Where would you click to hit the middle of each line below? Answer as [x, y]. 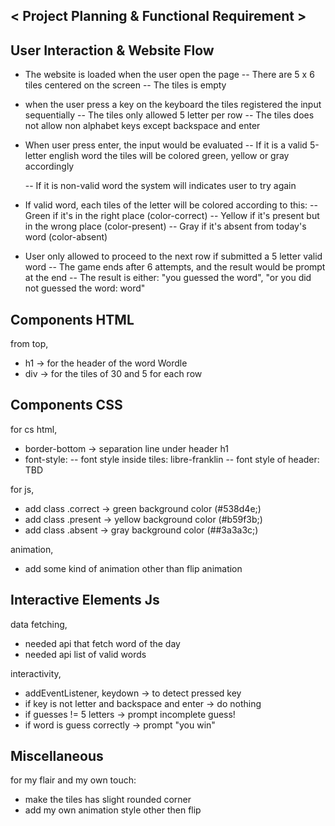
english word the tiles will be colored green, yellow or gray [169, 156]
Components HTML [72, 319]
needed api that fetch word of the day [102, 643]
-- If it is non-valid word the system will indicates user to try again [160, 186]
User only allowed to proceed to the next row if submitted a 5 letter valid [173, 256]
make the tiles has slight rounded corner [108, 800]
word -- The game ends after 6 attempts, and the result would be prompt [175, 267]
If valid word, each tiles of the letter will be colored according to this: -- [171, 205]
